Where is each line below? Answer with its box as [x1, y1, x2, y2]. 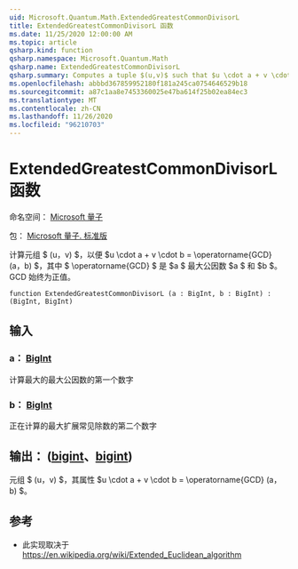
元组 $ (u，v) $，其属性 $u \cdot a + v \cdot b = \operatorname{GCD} [9, 474, 264, 485]
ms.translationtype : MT [9, 95, 98, 105]
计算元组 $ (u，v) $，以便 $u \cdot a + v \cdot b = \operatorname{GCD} [9, 249, 272, 260]
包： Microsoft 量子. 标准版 [9, 230, 108, 241]
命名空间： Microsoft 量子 [9, 211, 104, 222]
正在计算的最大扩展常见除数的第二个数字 [9, 420, 157, 431]
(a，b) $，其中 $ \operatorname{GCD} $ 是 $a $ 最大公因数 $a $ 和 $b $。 [9, 260, 282, 271]
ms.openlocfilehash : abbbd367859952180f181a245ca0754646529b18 [9, 79, 248, 88]
